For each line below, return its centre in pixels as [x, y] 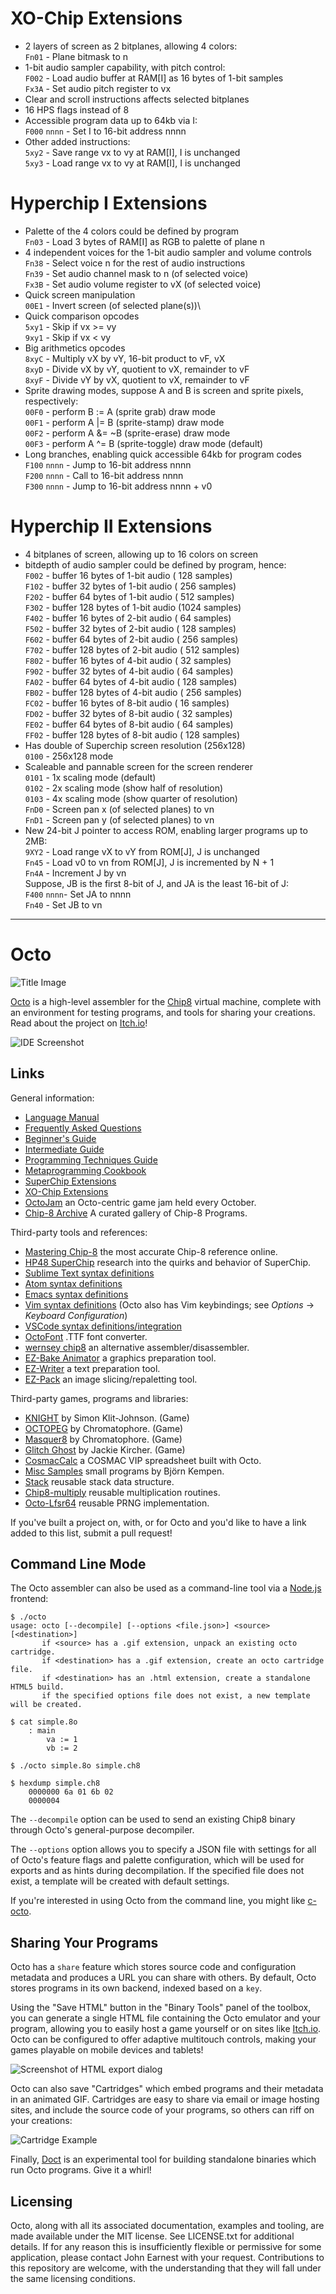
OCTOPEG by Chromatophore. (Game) [104, 1428]
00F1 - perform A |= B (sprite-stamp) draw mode [124, 422]
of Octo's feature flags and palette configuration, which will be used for [157, 1860]
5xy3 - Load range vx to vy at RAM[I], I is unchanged [132, 163]
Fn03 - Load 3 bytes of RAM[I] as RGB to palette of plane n [144, 241]
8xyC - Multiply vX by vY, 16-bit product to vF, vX [125, 358]
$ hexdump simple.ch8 [55, 1783]
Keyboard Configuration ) [76, 1315]
